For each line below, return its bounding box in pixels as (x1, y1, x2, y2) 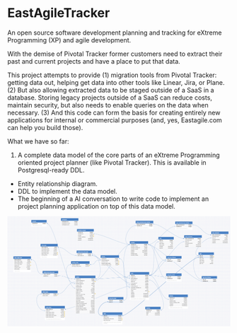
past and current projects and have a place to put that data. (7, 57, 180, 65)
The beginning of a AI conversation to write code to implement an (17, 194, 209, 203)
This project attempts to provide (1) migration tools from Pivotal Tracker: (7, 71, 217, 79)
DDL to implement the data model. (17, 187, 118, 195)
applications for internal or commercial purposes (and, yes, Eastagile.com (7, 115, 223, 124)
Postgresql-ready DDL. (17, 165, 85, 174)
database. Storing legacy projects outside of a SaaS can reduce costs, (7, 93, 212, 102)
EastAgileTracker (7, 5, 110, 21)
